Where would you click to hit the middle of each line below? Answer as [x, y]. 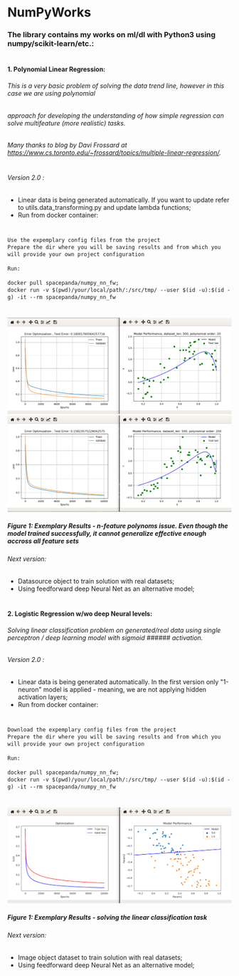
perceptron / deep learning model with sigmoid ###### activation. [105, 637]
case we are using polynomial [52, 93]
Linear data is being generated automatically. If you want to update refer [123, 200]
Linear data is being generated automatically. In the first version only [118, 681]
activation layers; [43, 697]
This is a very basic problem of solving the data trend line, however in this [116, 86]
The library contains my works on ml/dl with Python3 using [111, 35]
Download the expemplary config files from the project [92, 730]
